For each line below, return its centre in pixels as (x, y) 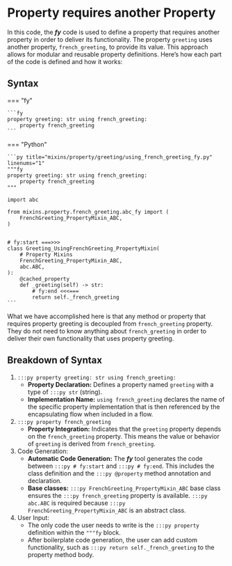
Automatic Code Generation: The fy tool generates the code (115, 458)
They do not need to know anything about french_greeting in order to (107, 331)
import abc (23, 200)
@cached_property (45, 279)
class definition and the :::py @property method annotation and (119, 473)
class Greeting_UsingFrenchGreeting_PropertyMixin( (83, 249)
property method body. (61, 554)
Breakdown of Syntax (55, 360)
